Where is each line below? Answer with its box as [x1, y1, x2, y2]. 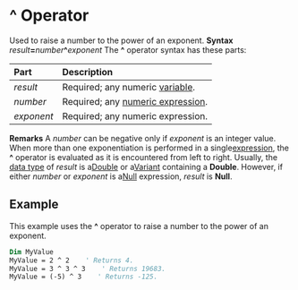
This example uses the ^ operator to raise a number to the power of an [9, 220, 268, 231]
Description [62, 65, 114, 78]
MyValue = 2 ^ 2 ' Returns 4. [9, 256, 134, 265]
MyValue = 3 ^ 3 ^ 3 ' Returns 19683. [9, 264, 166, 273]
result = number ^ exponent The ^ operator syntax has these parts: [9, 44, 247, 55]
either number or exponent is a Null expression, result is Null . [9, 171, 233, 182]
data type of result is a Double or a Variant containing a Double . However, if [9, 161, 284, 172]
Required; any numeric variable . [62, 81, 195, 93]
